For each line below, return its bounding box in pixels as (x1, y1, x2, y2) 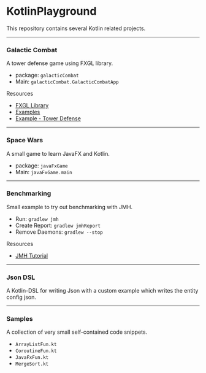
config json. (6, 293, 37, 301)
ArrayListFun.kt (15, 342, 57, 348)
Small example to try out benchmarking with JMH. (6, 203, 133, 210)
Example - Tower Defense (15, 115, 82, 122)
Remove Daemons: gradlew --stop (15, 228, 103, 236)
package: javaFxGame (15, 161, 69, 169)
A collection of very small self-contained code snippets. (6, 328, 148, 336)
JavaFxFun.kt (15, 355, 49, 361)
